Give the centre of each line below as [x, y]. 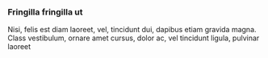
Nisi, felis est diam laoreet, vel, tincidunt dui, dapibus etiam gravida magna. [132, 30]
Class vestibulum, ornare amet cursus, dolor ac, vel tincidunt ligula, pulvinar [134, 38]
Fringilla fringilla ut [45, 12]
